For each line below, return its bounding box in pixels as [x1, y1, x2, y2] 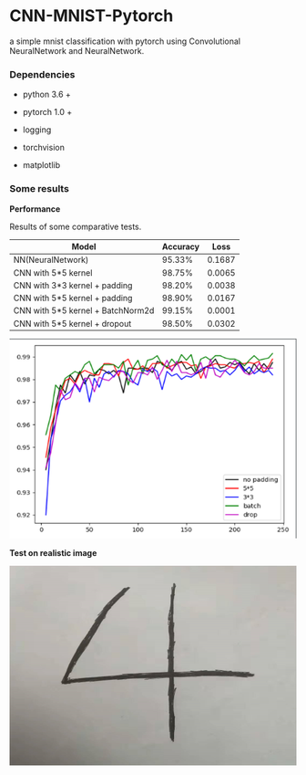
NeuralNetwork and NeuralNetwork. [9, 45, 145, 56]
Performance [9, 203, 61, 215]
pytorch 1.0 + [22, 107, 73, 118]
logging [22, 124, 52, 135]
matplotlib [22, 160, 61, 171]
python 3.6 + [22, 89, 71, 100]
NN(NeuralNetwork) [13, 255, 89, 266]
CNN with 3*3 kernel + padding [13, 279, 133, 290]
